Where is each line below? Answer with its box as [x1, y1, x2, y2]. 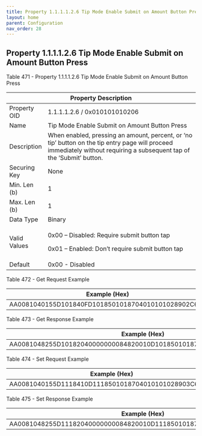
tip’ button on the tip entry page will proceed [47, 139, 173, 147]
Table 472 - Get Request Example [6, 276, 90, 283]
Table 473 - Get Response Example [6, 316, 94, 323]
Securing [9, 164, 35, 172]
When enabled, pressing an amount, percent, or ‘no [47, 131, 192, 140]
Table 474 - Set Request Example [6, 355, 89, 363]
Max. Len [9, 198, 35, 206]
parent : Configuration [6, 20, 63, 26]
